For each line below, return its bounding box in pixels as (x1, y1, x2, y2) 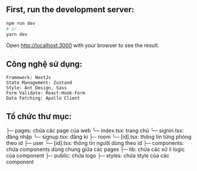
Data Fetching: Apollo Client (6, 96, 81, 101)
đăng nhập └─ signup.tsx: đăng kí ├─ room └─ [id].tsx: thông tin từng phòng (6, 133, 192, 140)
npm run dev (6, 20, 35, 26)
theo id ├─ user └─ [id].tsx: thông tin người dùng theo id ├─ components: (6, 140, 184, 147)
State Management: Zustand (6, 80, 72, 86)
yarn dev (6, 31, 28, 37)
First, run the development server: (6, 5, 135, 15)
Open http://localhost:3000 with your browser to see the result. (6, 42, 160, 49)
